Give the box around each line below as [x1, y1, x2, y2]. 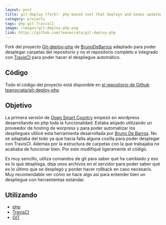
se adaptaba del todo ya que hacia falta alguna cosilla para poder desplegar [5, 135, 160, 141]
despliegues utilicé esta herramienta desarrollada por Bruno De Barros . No [5, 130, 157, 136]
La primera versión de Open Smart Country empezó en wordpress [5, 114, 140, 120]
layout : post [5, 7, 32, 12]
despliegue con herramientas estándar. [5, 177, 85, 182]
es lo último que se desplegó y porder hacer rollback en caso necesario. [5, 166, 153, 172]
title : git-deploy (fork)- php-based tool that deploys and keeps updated [5, 12, 163, 17]
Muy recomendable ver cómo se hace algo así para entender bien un [5, 171, 146, 177]
